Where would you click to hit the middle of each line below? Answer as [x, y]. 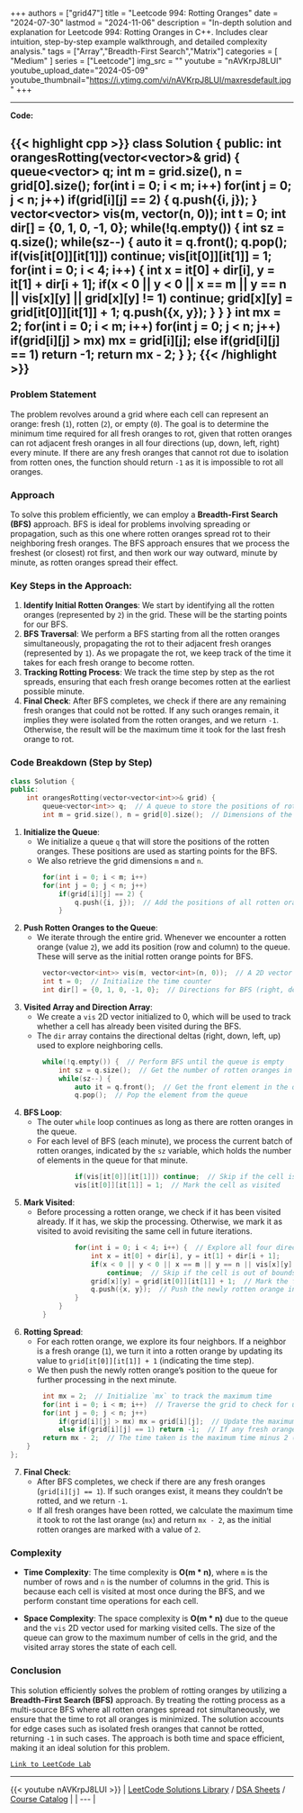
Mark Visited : [49, 1202]
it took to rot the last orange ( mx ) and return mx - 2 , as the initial [154, 1519]
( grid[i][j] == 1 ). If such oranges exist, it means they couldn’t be [160, 1491]
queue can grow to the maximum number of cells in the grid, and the [150, 1637]
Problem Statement [53, 394]
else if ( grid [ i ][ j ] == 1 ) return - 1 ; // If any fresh [163, 1430]
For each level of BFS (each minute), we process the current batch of [165, 1141]
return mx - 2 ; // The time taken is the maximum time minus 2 [165, 1438]
